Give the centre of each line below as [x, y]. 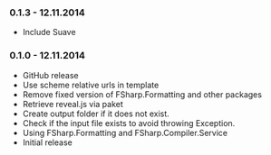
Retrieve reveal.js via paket [73, 104]
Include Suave [49, 32]
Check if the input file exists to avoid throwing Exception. [129, 123]
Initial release [47, 142]
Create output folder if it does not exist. [96, 114]
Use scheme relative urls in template [91, 85]
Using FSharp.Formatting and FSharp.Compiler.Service [125, 132]
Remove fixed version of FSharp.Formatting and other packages [142, 94]
